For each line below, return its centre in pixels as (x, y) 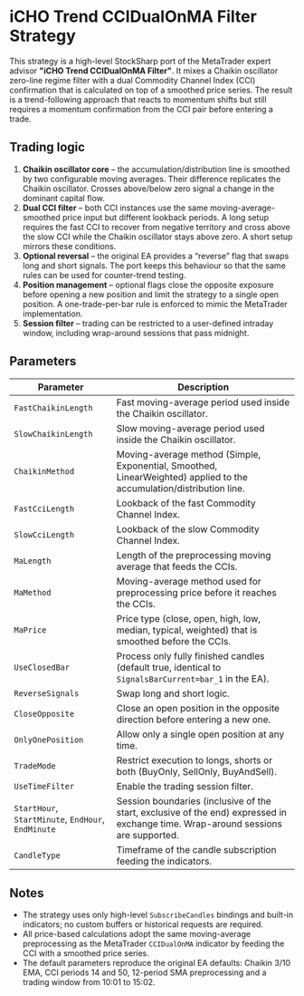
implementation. (52, 314)
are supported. (147, 835)
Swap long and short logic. (173, 693)
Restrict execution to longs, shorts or (195, 760)
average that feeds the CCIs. (177, 566)
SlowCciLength (44, 535)
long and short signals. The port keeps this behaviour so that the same (154, 266)
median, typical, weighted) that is (187, 630)
